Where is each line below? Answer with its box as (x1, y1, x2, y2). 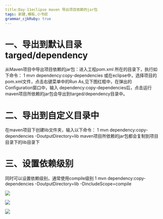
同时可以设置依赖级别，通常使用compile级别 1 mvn (5, 175, 106, 181)
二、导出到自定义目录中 (5, 110, 100, 121)
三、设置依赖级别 (5, 158, 74, 170)
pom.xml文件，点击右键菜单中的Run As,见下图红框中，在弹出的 (5, 79, 132, 85)
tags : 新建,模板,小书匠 (5, 12, 48, 17)
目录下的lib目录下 (5, 139, 40, 145)
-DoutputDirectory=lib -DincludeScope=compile (35, 181, 132, 187)
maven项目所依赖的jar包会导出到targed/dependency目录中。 (5, 91, 128, 97)
